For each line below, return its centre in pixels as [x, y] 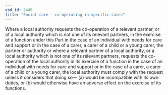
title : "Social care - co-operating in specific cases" [65, 15]
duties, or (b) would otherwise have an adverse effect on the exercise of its [83, 83]
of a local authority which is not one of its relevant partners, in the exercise [83, 34]
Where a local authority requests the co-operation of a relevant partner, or [82, 29]
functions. [16, 88]
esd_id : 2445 [19, 10]
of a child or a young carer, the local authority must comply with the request [84, 72]
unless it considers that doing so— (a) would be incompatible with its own [82, 77]
